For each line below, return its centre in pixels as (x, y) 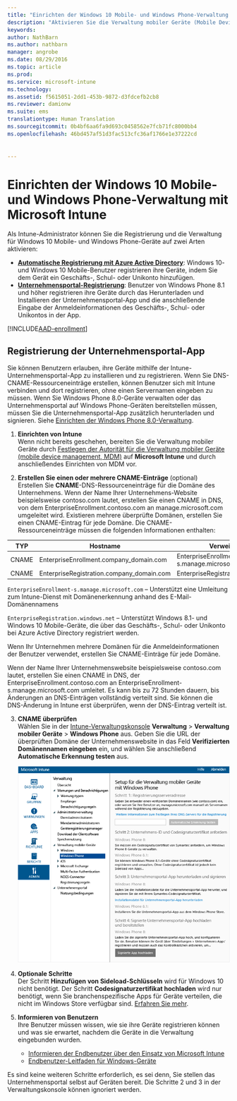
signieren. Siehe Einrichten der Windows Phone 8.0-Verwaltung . (101, 420)
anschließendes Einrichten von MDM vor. (77, 464)
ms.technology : (30, 89)
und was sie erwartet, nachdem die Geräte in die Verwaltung (105, 1033)
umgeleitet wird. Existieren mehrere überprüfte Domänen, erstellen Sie (120, 516)
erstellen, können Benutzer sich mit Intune (154, 383)
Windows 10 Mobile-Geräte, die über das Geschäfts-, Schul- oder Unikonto (116, 625)
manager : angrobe (33, 52)
